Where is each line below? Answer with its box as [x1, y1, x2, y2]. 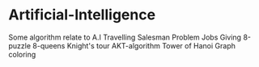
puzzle [8, 40, 31, 50]
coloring [8, 49, 36, 59]
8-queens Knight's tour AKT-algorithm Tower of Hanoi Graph [32, 40, 236, 50]
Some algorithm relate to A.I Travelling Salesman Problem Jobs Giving [8, 32, 241, 42]
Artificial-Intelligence [8, 6, 156, 24]
